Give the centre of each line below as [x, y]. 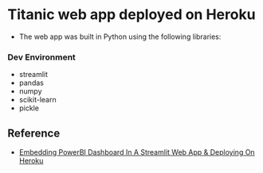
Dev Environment [42, 57]
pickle [29, 108]
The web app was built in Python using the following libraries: [120, 37]
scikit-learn [37, 100]
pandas [31, 83]
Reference [34, 133]
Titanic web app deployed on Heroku [131, 15]
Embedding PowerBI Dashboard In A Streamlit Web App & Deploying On [137, 152]
